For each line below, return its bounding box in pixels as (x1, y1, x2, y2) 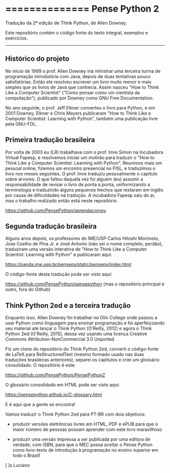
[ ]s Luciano (5, 462, 30, 468)
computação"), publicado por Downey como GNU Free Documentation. (5, 95, 154, 101)
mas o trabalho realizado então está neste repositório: (5, 197, 118, 203)
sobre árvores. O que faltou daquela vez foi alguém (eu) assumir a (5, 176, 143, 182)
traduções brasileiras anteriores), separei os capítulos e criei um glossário (5, 357, 160, 363)
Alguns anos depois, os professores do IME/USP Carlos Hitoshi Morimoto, (5, 235, 159, 241)
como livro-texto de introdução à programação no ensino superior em (12, 447, 158, 453)
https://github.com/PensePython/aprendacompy (5, 207, 106, 213)
